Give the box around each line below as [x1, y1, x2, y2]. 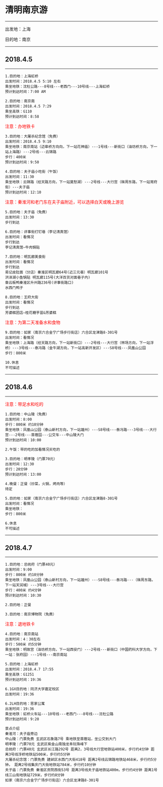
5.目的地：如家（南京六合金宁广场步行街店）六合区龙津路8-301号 [5, 496, 118, 501]
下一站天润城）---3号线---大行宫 [5, 583, 64, 588]
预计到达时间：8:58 [5, 114, 39, 119]
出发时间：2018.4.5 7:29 [5, 104, 52, 108]
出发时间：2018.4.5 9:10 [5, 139, 52, 144]
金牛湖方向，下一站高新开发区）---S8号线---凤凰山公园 [49, 345, 147, 350]
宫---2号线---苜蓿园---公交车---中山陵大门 [5, 432, 84, 437]
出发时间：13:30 [5, 215, 34, 219]
